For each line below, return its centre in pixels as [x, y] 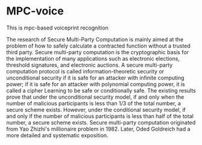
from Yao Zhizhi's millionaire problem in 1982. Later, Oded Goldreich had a [99, 129]
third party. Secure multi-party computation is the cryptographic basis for [97, 52]
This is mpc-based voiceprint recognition [57, 28]
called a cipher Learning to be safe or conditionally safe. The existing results [101, 90]
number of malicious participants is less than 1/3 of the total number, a [93, 103]
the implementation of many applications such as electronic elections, [93, 58]
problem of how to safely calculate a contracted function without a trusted [99, 46]
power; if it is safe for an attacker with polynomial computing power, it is [96, 84]
